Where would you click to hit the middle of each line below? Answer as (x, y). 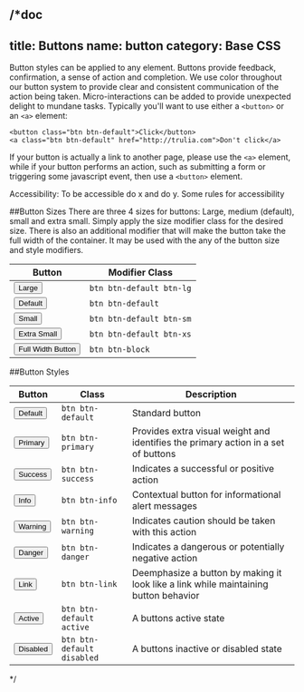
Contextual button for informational (206, 495)
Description (211, 395)
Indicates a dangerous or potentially (208, 547)
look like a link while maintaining (200, 584)
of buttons (154, 454)
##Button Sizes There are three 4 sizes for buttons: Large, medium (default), (152, 211)
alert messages (164, 506)
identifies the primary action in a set (208, 443)
